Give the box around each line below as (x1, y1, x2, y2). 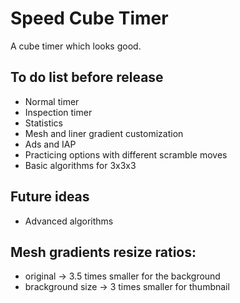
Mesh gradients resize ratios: (10, 243, 197, 261)
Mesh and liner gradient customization (24, 127, 184, 139)
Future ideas (10, 188, 90, 206)
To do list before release (10, 69, 164, 86)
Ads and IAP (24, 138, 77, 150)
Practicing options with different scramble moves (24, 148, 228, 161)
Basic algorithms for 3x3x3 (24, 159, 137, 171)
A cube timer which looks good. (10, 40, 142, 52)
